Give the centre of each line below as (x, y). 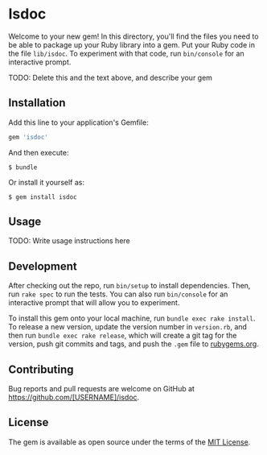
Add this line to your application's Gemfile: (78, 122)
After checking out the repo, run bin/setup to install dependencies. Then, (129, 286)
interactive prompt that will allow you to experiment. (94, 303)
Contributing (41, 369)
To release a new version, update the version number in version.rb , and (128, 327)
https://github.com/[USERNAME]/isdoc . (74, 397)
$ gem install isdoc (43, 197)
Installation (37, 103)
